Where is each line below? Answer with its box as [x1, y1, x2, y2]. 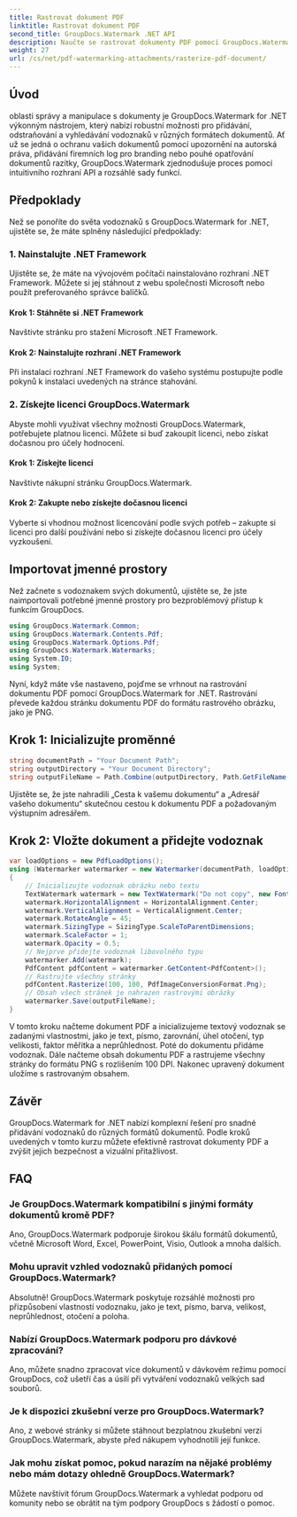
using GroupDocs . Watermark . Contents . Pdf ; [9, 629, 164, 638]
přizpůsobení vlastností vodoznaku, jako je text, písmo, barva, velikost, [9, 1301, 267, 1312]
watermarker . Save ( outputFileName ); [25, 997, 156, 1006]
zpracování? [9, 1344, 64, 1357]
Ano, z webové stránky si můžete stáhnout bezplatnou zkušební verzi [9, 1425, 263, 1436]
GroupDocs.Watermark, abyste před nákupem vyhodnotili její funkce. [9, 1435, 261, 1445]
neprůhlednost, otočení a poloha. [9, 1310, 130, 1321]
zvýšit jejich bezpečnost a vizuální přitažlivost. [9, 1146, 179, 1156]
